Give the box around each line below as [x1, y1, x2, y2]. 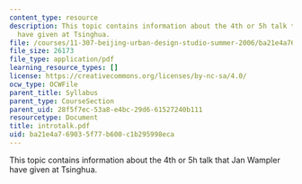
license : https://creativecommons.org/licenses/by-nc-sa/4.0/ [9, 72, 247, 81]
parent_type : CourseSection [9, 96, 115, 106]
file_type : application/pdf [9, 55, 115, 64]
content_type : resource [9, 13, 99, 22]
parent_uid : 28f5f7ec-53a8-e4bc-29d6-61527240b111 [9, 105, 203, 114]
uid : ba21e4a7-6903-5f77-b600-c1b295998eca [9, 130, 175, 139]
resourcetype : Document [9, 113, 99, 122]
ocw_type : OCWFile [9, 80, 78, 89]
